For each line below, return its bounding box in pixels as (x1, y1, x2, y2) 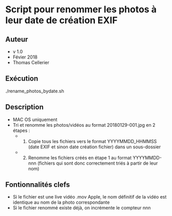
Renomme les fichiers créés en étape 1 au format (28, 154, 132, 161)
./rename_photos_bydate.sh (5, 88, 64, 94)
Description (5, 103, 44, 111)
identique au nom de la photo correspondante (12, 199, 110, 206)
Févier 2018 (12, 54, 37, 60)
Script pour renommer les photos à (5, 4, 157, 15)
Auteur (5, 35, 28, 44)
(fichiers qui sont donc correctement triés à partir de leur (37, 160, 158, 166)
